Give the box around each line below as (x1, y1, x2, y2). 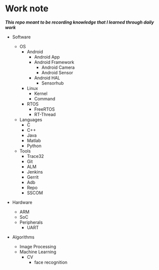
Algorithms (12, 234, 35, 240)
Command (34, 95, 55, 101)
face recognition (34, 259, 68, 265)
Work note (5, 3, 49, 14)
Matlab (26, 137, 41, 143)
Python (26, 143, 42, 149)
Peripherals (19, 219, 43, 225)
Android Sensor (41, 69, 74, 75)
